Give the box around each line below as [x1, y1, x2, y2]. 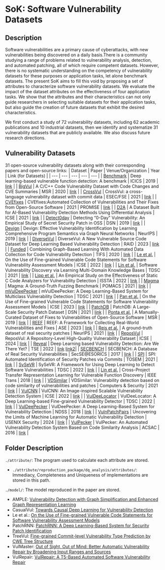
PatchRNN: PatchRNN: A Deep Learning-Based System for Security [12, 522, 149, 529]
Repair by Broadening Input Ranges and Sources [12, 549, 111, 555]
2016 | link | [5, 429, 29, 435]
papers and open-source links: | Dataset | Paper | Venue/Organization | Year [5, 167, 160, 173]
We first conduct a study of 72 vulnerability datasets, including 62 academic [5, 119, 160, 125]
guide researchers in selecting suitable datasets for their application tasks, [5, 99, 157, 105]
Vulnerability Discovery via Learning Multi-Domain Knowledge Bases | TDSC [5, 267, 161, 273]
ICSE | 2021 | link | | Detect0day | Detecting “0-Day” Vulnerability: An [5, 215, 145, 221]
